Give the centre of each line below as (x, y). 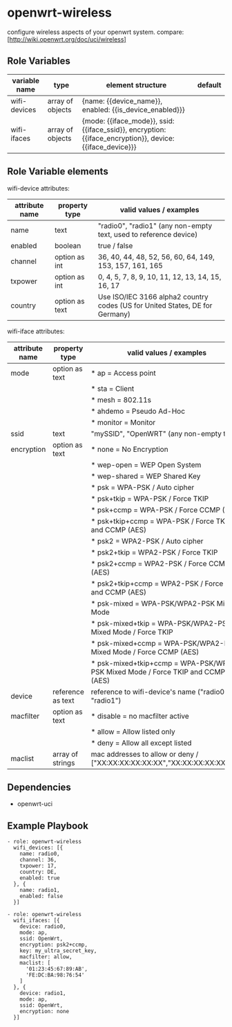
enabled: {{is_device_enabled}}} (133, 109)
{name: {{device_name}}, (122, 100)
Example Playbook (48, 826)
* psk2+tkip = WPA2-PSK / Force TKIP (154, 552)
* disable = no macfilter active (140, 716)
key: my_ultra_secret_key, (58, 951)
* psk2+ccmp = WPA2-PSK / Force (149, 563)
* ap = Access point (124, 373)
